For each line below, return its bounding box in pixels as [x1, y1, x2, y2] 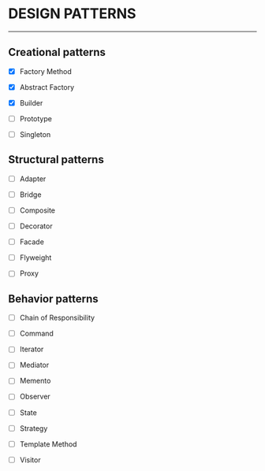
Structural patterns [8, 153, 104, 166]
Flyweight [19, 253, 52, 262]
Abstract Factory [19, 82, 75, 91]
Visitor [19, 454, 41, 465]
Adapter [19, 174, 47, 184]
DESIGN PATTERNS [8, 5, 136, 23]
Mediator [19, 360, 50, 370]
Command [19, 328, 54, 339]
